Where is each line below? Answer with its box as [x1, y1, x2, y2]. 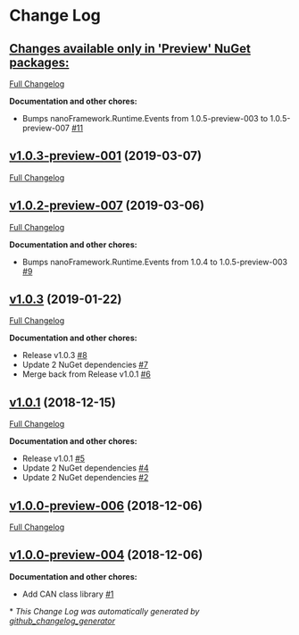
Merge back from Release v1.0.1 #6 [21, 369, 152, 380]
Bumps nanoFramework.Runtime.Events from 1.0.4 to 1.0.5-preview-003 [21, 256, 288, 267]
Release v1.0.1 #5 [21, 453, 86, 464]
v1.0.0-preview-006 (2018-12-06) [9, 497, 203, 514]
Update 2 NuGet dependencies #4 [21, 463, 149, 473]
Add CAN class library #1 [21, 589, 114, 599]
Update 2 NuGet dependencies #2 [21, 472, 149, 483]
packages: [9, 54, 70, 70]
